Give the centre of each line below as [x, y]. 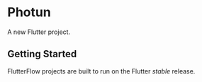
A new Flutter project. [39, 32]
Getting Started [42, 54]
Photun [29, 12]
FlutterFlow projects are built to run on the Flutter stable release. [101, 71]
